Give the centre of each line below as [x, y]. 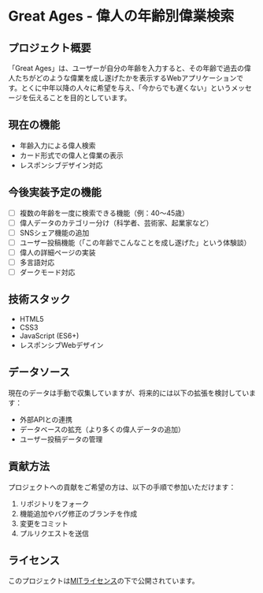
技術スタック [39, 299]
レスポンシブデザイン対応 [61, 165]
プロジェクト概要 [50, 48]
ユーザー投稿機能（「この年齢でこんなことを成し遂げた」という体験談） [135, 242]
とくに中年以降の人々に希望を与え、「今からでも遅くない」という [126, 88]
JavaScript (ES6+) [49, 335]
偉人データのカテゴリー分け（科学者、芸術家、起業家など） [116, 222]
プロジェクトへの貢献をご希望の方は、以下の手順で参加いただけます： [122, 487]
